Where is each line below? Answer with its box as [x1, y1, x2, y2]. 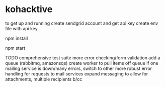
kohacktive [5, 4, 53, 15]
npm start [5, 45, 26, 51]
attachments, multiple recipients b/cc [5, 76, 82, 82]
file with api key [5, 25, 38, 31]
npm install [5, 35, 28, 41]
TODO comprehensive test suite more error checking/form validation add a [5, 54, 160, 61]
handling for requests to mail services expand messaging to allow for [5, 70, 148, 76]
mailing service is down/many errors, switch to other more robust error [5, 65, 152, 71]
